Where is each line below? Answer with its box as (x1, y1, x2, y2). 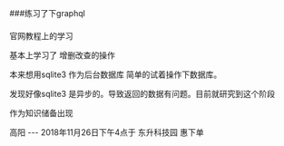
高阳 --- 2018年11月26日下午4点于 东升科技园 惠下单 (9, 126, 204, 138)
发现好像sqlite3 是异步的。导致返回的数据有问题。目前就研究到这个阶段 (9, 88, 275, 99)
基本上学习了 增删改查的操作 (9, 49, 115, 61)
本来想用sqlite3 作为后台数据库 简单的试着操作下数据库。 (9, 69, 222, 80)
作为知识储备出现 (9, 107, 73, 118)
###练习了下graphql (9, 8, 86, 18)
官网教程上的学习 (9, 30, 73, 41)
